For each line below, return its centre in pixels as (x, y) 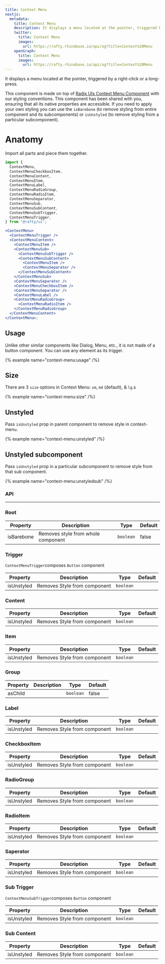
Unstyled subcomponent (44, 454)
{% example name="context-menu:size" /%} (50, 397)
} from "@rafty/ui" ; (26, 222)
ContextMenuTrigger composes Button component (55, 565)
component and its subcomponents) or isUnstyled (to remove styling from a (82, 114)
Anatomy (24, 140)
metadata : (19, 19)
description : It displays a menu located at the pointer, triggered (85, 28)
